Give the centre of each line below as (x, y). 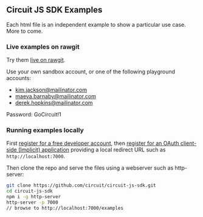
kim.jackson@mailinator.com (51, 90)
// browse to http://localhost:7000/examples (65, 208)
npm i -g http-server (34, 197)
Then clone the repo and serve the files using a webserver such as (90, 168)
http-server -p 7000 (33, 202)
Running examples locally (45, 130)
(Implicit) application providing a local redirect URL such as (92, 150)
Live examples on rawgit (43, 47)
